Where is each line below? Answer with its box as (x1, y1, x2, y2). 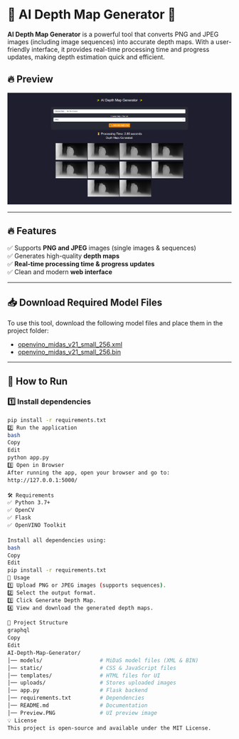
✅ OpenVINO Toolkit (7, 522, 66, 529)
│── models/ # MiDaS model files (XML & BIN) (7, 656, 199, 664)
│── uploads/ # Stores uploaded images (7, 679, 176, 686)
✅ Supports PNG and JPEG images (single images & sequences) (7, 243, 197, 252)
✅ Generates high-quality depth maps (7, 252, 119, 261)
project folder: (7, 327, 49, 335)
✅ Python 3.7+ (7, 499, 51, 506)
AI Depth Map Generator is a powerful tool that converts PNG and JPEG (7, 30, 219, 38)
